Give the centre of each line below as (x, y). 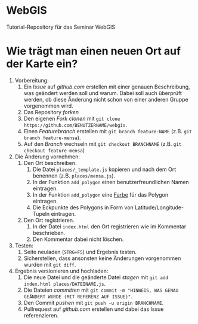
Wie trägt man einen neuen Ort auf (93, 51)
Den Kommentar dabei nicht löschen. (78, 239)
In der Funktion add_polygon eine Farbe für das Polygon (100, 194)
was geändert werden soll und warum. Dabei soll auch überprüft (103, 93)
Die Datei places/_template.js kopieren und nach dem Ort (104, 169)
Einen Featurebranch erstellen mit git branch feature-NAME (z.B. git (108, 131)
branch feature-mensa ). (52, 137)
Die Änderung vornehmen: (47, 157)
